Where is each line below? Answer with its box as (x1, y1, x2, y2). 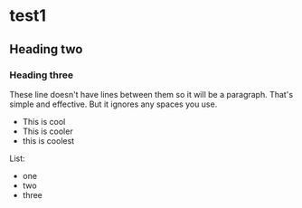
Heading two (9, 42, 83, 57)
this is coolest (22, 135, 75, 146)
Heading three (9, 69, 74, 81)
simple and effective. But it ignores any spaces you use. (9, 99, 218, 109)
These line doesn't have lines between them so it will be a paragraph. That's (9, 89, 294, 99)
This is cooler (22, 126, 74, 137)
